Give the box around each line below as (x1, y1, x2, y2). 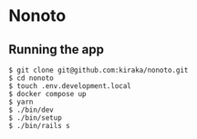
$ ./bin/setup (8, 114, 63, 123)
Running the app (8, 42, 104, 57)
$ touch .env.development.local (8, 82, 131, 91)
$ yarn (8, 97, 34, 106)
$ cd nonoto (8, 74, 54, 83)
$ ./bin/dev (8, 105, 54, 114)
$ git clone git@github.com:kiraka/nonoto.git (8, 65, 189, 74)
